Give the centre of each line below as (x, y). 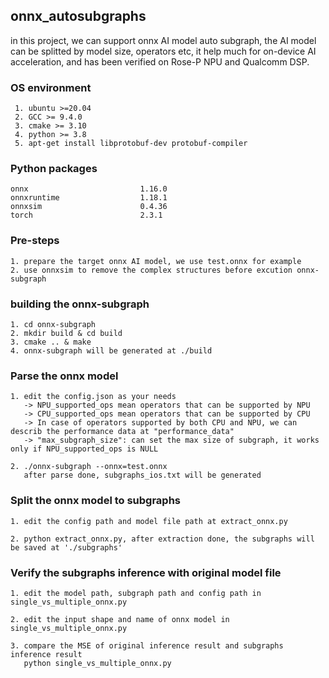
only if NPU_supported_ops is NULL (84, 449)
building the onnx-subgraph (80, 304)
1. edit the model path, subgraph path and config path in (136, 593)
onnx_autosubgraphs (78, 16)
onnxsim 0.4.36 (89, 207)
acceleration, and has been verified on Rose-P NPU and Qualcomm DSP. (160, 61)
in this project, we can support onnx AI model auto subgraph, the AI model (163, 40)
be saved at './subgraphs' (66, 547)
